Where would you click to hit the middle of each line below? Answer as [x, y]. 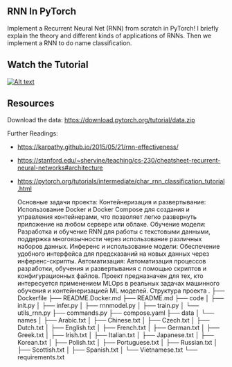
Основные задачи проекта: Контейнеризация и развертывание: [111, 202]
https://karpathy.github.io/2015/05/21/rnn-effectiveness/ [98, 147]
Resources [31, 104]
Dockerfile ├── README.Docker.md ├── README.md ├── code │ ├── [121, 298]
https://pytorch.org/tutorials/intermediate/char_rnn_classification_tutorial [121, 181]
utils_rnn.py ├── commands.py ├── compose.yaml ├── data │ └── [116, 313]
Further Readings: [33, 133]
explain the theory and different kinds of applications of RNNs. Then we [109, 35]
